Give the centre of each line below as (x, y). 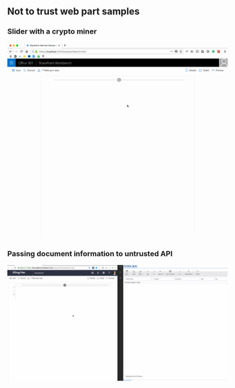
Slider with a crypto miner (52, 32)
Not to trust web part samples (73, 12)
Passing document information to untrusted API (90, 254)
